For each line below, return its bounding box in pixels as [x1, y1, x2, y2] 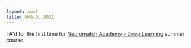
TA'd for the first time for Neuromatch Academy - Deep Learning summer [6, 30, 185, 37]
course [6, 36, 24, 43]
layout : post [6, 8, 39, 15]
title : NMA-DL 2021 [6, 14, 55, 20]
